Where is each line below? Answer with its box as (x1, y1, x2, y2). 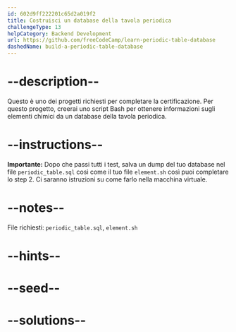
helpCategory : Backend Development (7, 30, 112, 37)
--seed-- (7, 280, 61, 297)
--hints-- (7, 248, 61, 263)
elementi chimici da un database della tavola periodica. (7, 112, 167, 120)
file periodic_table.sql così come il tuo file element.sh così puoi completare (7, 167, 229, 176)
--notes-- (7, 200, 65, 216)
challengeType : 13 (7, 23, 61, 30)
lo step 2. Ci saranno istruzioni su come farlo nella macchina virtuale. (7, 174, 208, 184)
